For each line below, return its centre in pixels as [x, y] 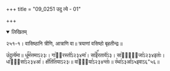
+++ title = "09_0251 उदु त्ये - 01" [44, 9]
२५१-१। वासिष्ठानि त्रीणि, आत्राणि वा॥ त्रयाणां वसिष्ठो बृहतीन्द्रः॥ [64, 43]
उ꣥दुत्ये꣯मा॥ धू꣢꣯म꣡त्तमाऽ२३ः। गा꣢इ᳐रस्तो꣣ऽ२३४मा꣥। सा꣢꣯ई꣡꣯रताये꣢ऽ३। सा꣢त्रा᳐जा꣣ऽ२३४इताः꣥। [86, 55]
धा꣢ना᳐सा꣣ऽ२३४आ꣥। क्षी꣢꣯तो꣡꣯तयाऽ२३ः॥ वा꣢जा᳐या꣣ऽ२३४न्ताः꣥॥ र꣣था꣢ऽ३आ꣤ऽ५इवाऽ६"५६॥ [83, 62]
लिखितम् [19, 32]
